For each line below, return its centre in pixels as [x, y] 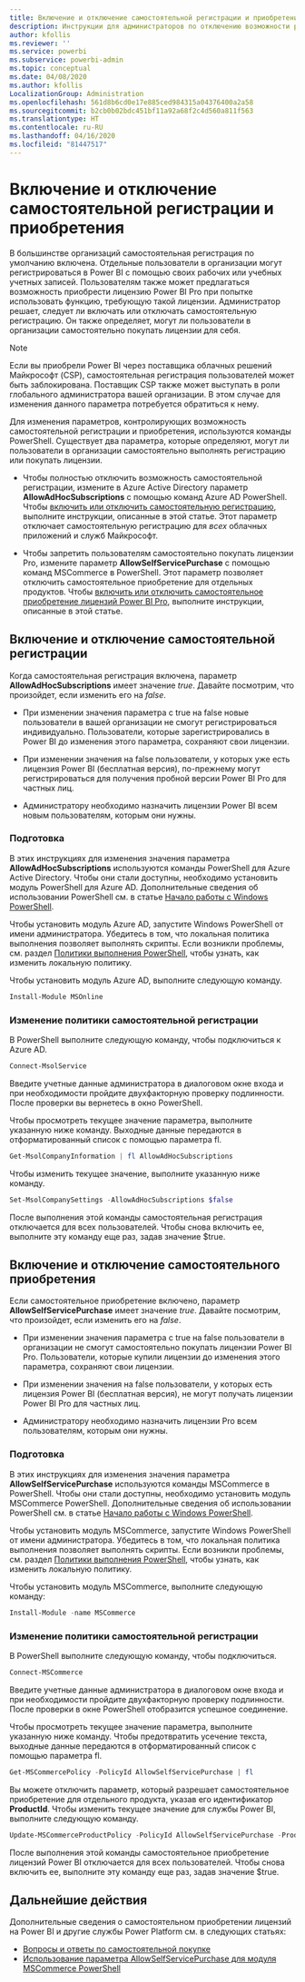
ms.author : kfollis [46, 85]
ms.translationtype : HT [54, 119]
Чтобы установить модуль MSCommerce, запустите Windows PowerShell [150, 1530]
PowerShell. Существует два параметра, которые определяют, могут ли [149, 440]
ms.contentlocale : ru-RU [56, 128]
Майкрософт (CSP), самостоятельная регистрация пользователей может [152, 375]
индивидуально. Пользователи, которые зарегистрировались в [146, 731]
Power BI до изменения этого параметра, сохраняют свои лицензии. [156, 741]
